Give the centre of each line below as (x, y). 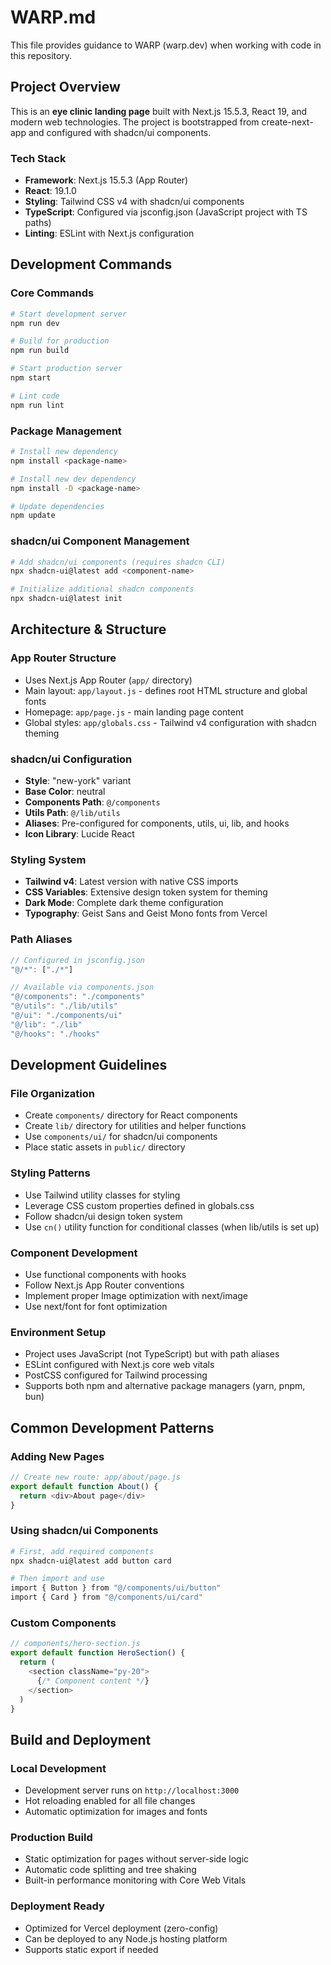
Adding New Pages (57, 1456)
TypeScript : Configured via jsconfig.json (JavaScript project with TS (166, 212)
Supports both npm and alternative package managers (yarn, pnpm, (165, 1386)
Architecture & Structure (88, 629)
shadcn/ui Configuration (71, 759)
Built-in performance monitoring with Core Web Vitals (135, 1880)
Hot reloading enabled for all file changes (110, 1801)
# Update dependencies (57, 506)
